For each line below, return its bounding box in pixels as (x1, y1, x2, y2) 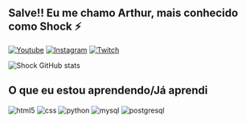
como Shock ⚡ (8, 20, 82, 34)
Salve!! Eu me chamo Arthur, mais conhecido (8, 6, 239, 20)
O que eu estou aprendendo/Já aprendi (8, 84, 208, 97)
